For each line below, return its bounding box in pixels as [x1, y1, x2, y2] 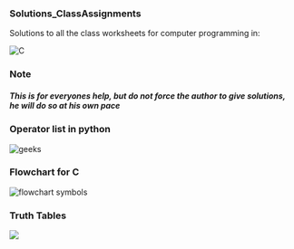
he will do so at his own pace [9, 100, 121, 110]
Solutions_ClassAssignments [9, 7, 142, 20]
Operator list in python [9, 123, 111, 136]
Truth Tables [9, 209, 66, 222]
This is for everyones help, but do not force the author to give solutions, [9, 90, 286, 101]
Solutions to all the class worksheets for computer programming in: [9, 28, 260, 39]
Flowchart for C [9, 166, 80, 178]
